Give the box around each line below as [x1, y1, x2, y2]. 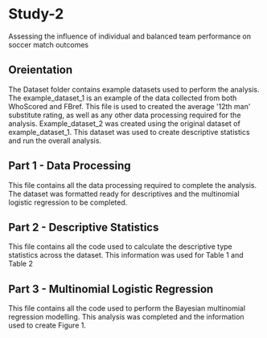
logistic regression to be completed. [8, 198, 128, 207]
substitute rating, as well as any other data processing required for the [8, 110, 241, 120]
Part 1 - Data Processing [8, 159, 131, 173]
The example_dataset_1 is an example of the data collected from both [8, 93, 237, 103]
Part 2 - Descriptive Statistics [8, 220, 159, 234]
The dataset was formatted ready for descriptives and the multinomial [8, 189, 240, 198]
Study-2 [8, 5, 64, 23]
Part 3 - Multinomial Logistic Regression [8, 282, 214, 295]
